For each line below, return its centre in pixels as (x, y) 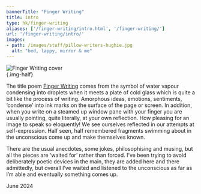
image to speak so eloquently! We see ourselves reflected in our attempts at (100, 124)
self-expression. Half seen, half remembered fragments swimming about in (99, 130)
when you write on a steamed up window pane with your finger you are (94, 111)
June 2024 (20, 186)
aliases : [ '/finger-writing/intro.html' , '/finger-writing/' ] (85, 29)
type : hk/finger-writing (37, 23)
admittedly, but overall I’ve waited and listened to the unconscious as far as (99, 168)
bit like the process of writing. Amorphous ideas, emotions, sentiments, (94, 99)
